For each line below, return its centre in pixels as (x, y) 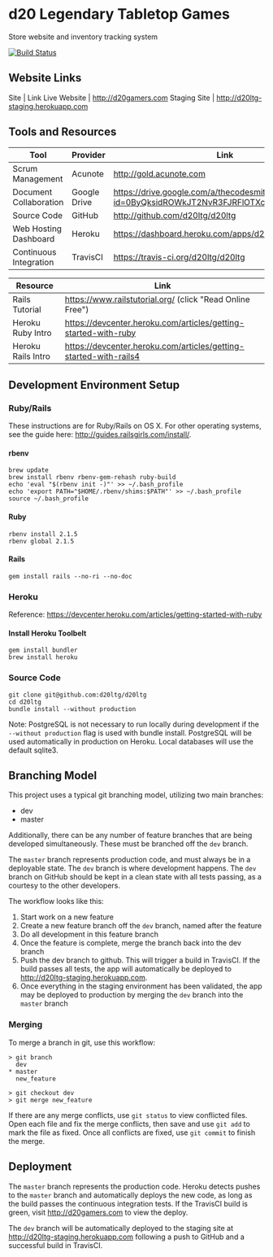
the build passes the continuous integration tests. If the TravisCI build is (128, 1203)
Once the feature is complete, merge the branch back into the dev (131, 943)
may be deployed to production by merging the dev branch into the (132, 995)
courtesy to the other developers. (64, 886)
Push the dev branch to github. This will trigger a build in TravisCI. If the (140, 960)
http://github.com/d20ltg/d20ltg (175, 215)
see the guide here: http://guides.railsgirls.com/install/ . (100, 434)
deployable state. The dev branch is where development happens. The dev (132, 868)
